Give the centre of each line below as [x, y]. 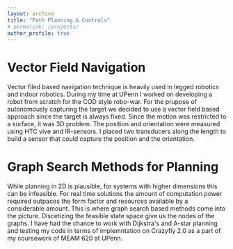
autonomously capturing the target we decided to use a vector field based [114, 110]
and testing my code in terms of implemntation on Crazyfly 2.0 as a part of [114, 231]
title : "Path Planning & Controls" [59, 20]
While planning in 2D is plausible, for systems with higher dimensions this [112, 186]
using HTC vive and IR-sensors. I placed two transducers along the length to [117, 131]
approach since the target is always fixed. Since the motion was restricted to [117, 116]
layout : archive [31, 14]
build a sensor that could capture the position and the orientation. [101, 139]
